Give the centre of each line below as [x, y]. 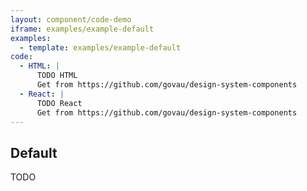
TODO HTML [57, 76]
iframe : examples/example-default [82, 29]
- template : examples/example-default [100, 47]
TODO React [59, 103]
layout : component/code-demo [71, 19]
